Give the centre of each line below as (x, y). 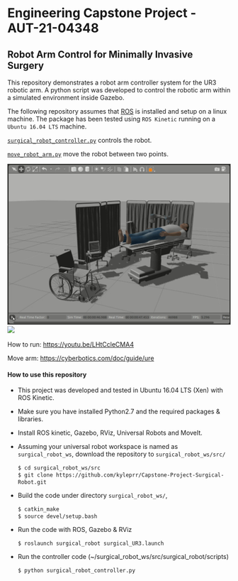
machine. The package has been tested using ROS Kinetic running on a (112, 119)
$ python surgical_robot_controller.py (76, 571)
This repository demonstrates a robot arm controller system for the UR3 (112, 82)
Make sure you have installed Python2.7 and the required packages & (119, 412)
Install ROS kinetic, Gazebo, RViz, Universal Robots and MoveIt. (110, 433)
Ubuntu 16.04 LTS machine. (47, 126)
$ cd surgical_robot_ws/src (59, 468)
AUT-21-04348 (53, 28)
